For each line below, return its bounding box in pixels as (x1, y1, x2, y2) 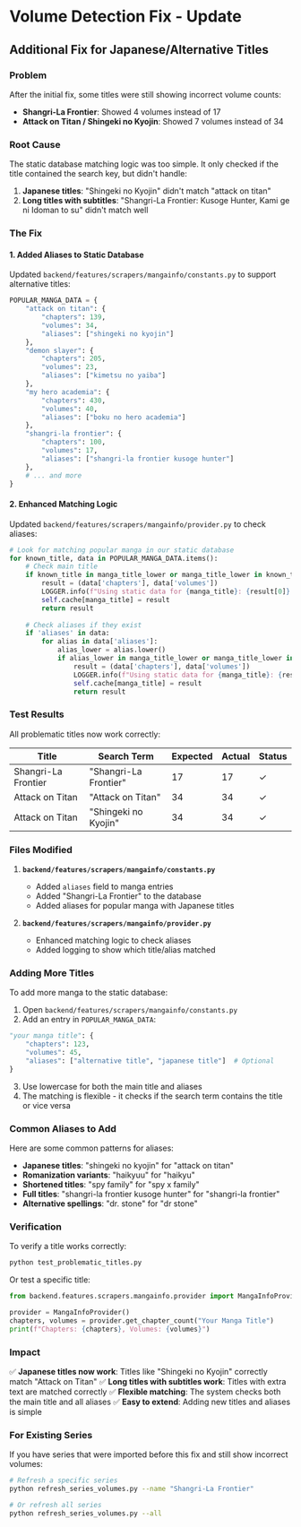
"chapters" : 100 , (41, 437, 106, 447)
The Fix (9, 227, 43, 239)
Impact (9, 1346, 41, 1359)
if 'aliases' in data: (25, 629, 110, 638)
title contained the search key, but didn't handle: (9, 168, 188, 179)
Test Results (9, 708, 64, 720)
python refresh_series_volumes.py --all (9, 1508, 163, 1518)
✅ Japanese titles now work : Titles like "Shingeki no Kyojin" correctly (9, 1366, 269, 1376)
